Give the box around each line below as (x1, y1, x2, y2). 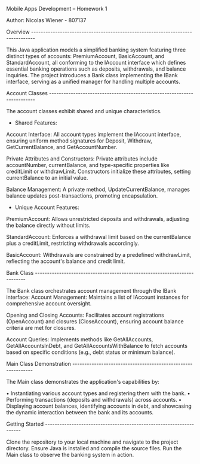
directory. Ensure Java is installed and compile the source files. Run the (6, 445, 182, 451)
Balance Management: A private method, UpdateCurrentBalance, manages (6, 186, 190, 193)
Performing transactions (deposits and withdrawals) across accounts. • (6, 396, 182, 403)
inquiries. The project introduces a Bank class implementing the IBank (6, 72, 178, 78)
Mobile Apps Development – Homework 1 (6, 5, 107, 12)
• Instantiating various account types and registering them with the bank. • (6, 390, 190, 397)
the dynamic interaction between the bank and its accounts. (6, 409, 154, 416)
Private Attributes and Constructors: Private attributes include (6, 155, 158, 162)
